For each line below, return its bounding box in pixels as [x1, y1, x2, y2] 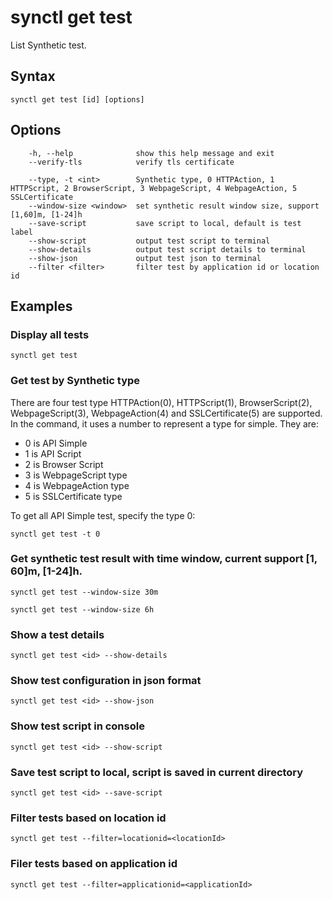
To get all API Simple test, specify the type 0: [10, 509, 196, 521]
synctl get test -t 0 [10, 529, 101, 539]
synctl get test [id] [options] [10, 94, 145, 105]
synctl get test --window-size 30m [10, 587, 159, 597]
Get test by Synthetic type [10, 374, 141, 388]
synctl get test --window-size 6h [10, 604, 155, 615]
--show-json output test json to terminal [28, 253, 262, 263]
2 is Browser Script [24, 458, 104, 470]
